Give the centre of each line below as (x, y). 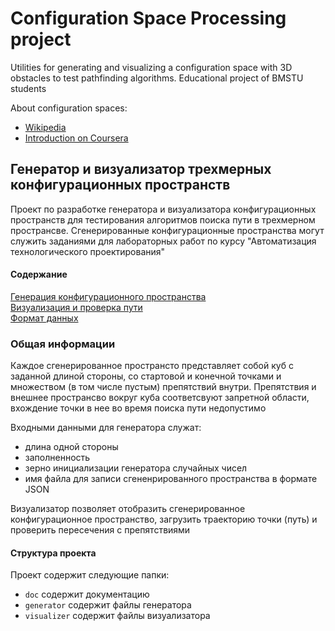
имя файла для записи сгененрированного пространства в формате (171, 479)
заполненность (57, 458)
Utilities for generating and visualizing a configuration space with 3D (151, 67)
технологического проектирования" (88, 251)
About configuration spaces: (69, 108)
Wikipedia (45, 127)
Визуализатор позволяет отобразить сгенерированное (128, 509)
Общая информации (63, 344)
